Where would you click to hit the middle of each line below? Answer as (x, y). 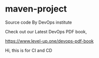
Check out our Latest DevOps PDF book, (46, 31)
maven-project (36, 9)
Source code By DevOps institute (38, 22)
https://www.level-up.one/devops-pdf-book (49, 41)
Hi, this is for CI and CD (29, 50)
